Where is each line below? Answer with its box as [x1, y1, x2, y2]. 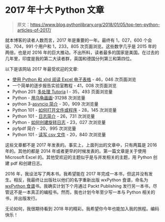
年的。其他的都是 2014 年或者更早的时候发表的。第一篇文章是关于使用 [5, 148, 146, 154]
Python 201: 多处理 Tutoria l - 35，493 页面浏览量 [12, 89, 113, 95]
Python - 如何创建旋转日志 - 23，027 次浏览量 [12, 119, 106, 125]
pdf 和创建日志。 [10, 160, 45, 166]
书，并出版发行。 [5, 195, 40, 201]
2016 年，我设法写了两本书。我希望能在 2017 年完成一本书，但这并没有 [5, 171, 149, 176]
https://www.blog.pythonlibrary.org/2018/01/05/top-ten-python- [30, 22, 160, 27]
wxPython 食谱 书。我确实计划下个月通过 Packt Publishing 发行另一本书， [5, 183, 153, 189]
